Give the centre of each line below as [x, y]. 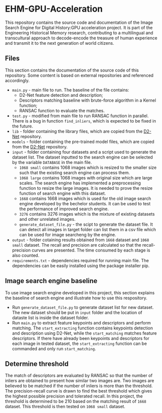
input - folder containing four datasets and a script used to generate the [84, 152]
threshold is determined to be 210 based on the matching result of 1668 [76, 401]
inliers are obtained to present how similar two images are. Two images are [80, 381]
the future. [22, 126]
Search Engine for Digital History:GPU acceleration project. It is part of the [79, 27]
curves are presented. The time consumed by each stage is [91, 250]
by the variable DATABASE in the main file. [52, 162]
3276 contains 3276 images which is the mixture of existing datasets [87, 214]
